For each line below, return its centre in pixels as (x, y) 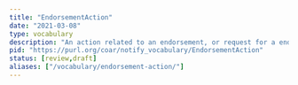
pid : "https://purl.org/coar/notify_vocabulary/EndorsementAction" (137, 50)
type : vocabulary (41, 34)
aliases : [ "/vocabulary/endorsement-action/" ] (97, 67)
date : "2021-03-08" (45, 26)
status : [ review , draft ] (53, 58)
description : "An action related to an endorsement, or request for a (142, 42)
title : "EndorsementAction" (61, 17)
